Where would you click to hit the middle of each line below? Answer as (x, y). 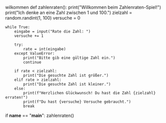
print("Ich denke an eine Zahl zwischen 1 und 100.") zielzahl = (69, 13)
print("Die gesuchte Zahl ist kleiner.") (67, 84)
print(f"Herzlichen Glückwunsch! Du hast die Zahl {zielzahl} (90, 93)
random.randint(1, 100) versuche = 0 (43, 18)
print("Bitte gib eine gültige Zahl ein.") (69, 58)
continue (32, 62)
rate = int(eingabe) (45, 49)
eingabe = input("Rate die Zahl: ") (53, 32)
